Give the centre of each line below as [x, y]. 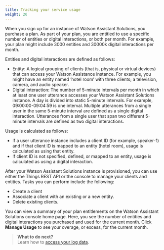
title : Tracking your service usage [43, 10]
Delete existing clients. [35, 201]
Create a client [27, 191]
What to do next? [35, 237]
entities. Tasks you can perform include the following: [60, 182]
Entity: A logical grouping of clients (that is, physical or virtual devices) [84, 69]
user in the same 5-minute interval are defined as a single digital [78, 111]
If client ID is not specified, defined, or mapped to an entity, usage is [82, 156]
